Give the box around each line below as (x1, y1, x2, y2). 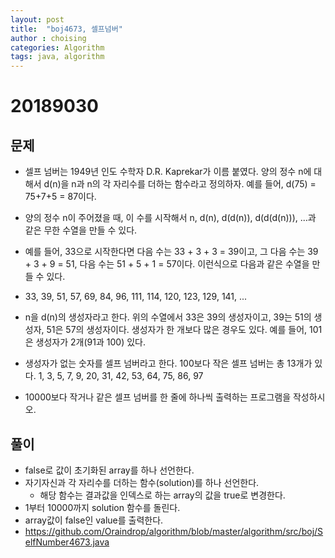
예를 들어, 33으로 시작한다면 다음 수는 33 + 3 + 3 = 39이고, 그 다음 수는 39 (24, 246, 319, 258)
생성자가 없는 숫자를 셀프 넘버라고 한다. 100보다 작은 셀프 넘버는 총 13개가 (24, 357, 313, 370)
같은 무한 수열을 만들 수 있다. (24, 224, 138, 236)
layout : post (10, 14, 65, 25)
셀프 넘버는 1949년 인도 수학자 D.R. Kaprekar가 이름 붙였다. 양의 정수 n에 (24, 166, 312, 178)
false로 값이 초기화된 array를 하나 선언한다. (24, 464, 195, 476)
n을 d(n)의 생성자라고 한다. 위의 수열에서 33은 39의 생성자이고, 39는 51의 (24, 311, 312, 323)
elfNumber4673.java (24, 536, 110, 548)
